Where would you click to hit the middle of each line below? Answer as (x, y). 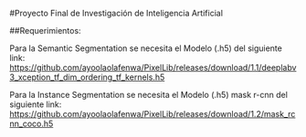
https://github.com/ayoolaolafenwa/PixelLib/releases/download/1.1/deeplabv (153, 68)
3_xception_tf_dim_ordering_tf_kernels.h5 (87, 77)
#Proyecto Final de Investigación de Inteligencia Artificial (116, 13)
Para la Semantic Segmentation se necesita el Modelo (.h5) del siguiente (146, 48)
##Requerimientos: (45, 30)
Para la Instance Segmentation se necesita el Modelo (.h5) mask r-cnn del (148, 95)
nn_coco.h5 (32, 123)
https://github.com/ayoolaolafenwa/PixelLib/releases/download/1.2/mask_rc (153, 114)
